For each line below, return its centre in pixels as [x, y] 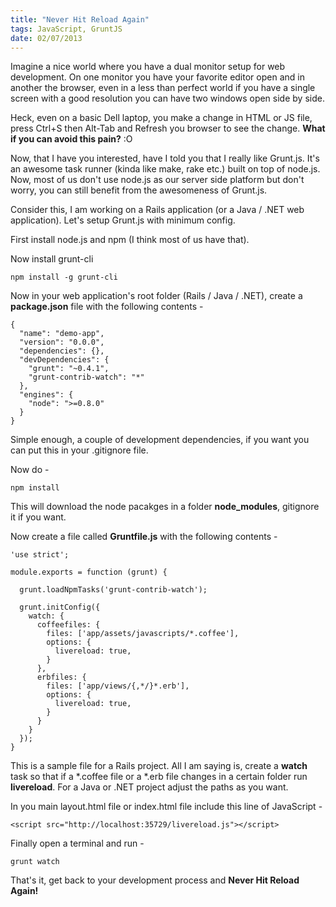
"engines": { [46, 395]
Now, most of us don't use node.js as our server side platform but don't [157, 180]
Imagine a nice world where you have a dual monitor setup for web [148, 67]
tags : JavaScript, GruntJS [66, 29]
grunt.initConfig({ [60, 607]
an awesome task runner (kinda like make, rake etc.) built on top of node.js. [165, 169]
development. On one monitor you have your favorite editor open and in [157, 77]
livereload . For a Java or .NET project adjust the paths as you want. [149, 787]
